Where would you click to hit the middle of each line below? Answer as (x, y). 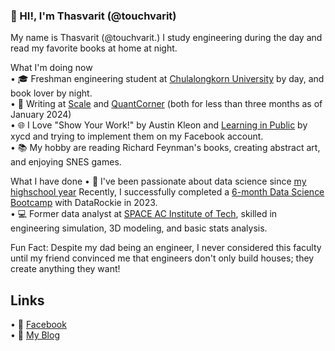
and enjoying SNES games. (66, 162)
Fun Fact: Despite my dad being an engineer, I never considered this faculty (166, 248)
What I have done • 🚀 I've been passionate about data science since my (158, 181)
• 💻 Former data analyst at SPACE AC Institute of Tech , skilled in (144, 214)
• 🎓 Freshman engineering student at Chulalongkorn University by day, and (167, 79)
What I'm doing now (51, 68)
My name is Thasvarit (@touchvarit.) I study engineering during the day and (166, 38)
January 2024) (41, 115)
